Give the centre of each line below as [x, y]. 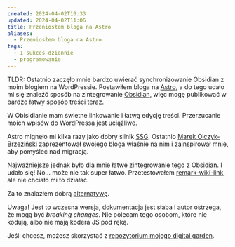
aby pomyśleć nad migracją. [48, 151]
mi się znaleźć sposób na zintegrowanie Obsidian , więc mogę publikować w [117, 94]
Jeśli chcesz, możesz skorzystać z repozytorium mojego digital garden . [111, 235]
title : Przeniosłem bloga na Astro [59, 27]
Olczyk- [209, 136]
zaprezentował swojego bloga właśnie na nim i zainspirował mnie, [133, 144]
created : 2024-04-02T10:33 [47, 14]
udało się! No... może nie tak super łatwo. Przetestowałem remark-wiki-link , [116, 172]
